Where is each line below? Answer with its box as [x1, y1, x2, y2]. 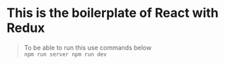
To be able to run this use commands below [23, 43, 152, 52]
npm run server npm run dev [23, 51, 107, 58]
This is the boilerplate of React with [6, 5, 219, 21]
